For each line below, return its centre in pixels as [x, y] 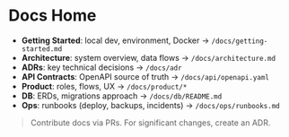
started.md [42, 49]
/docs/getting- [240, 41]
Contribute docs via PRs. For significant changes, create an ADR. [150, 123]
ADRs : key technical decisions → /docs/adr [101, 67]
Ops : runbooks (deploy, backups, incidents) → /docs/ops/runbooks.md [150, 105]
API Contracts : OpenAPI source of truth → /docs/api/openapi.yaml [145, 76]
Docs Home [53, 16]
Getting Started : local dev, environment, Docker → [115, 40]
